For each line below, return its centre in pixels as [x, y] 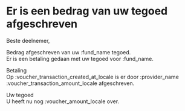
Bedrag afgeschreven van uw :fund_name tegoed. [69, 52]
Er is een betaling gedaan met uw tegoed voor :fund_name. [80, 59]
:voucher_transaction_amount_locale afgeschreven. [70, 83]
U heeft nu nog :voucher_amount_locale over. [63, 101]
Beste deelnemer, [28, 40]
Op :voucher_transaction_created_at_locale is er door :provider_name [93, 77]
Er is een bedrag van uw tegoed [87, 11]
